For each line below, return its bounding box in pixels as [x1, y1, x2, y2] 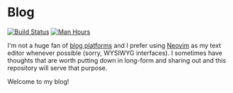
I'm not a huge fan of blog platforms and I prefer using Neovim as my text [7, 41, 222, 49]
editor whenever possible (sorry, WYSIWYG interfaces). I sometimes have [7, 49, 223, 57]
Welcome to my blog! [7, 77, 69, 85]
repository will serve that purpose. [7, 63, 108, 72]
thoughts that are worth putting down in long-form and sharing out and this [7, 56, 227, 64]
